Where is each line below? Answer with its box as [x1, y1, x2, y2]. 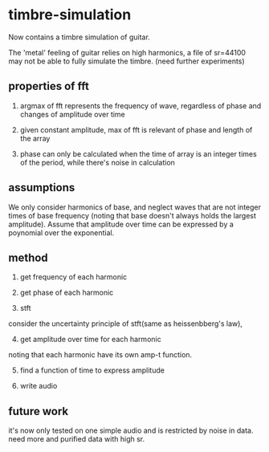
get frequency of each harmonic [19, 272, 128, 282]
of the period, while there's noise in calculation [19, 157, 175, 167]
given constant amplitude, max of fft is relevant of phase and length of [19, 124, 253, 134]
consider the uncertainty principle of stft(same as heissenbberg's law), [8, 319, 243, 328]
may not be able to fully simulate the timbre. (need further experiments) [8, 56, 245, 66]
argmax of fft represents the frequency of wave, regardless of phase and [19, 100, 262, 110]
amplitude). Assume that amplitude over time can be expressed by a [8, 219, 234, 229]
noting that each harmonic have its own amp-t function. [8, 350, 193, 360]
